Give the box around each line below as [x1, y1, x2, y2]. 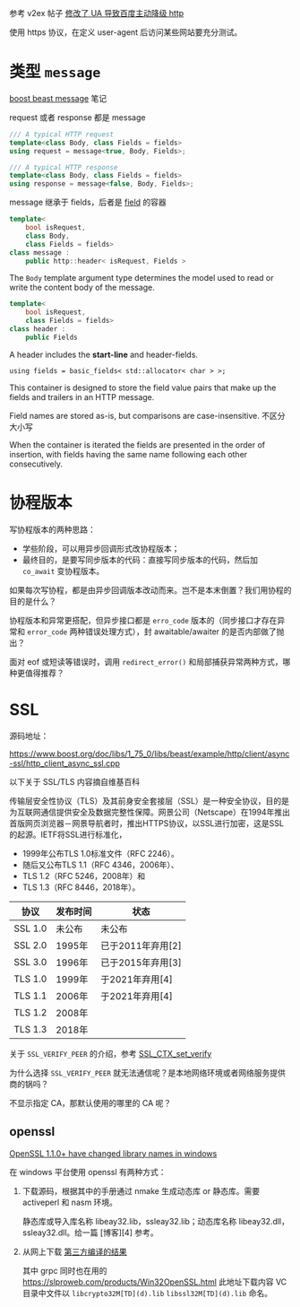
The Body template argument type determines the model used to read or [9, 273, 275, 283]
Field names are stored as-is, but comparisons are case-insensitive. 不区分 [9, 410, 286, 421]
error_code [26, 627, 68, 637]
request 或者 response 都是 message [9, 111, 146, 123]
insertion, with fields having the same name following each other [9, 449, 248, 459]
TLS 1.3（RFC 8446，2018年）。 [21, 882, 141, 893]
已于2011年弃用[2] [100, 939, 182, 952]
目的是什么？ [9, 596, 56, 606]
